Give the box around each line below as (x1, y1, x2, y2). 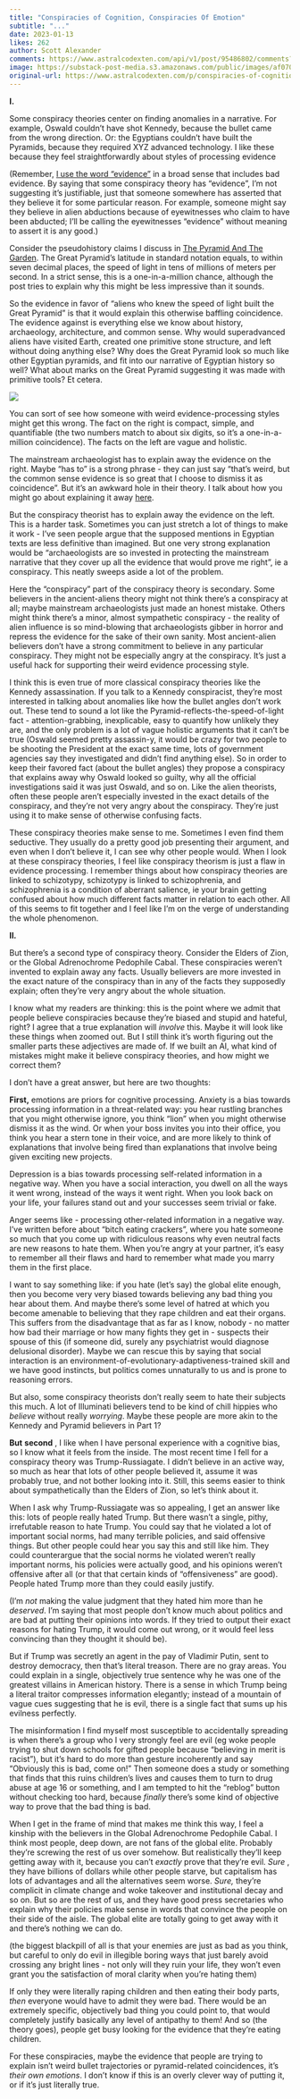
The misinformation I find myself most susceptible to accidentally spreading (9, 1724, 288, 1735)
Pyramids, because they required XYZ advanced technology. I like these (9, 141, 275, 152)
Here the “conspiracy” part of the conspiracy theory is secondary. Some (9, 583, 275, 594)
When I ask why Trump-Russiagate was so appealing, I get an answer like (9, 1502, 280, 1513)
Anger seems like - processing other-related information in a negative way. (9, 1214, 285, 1225)
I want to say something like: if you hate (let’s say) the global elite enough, (9, 1279, 281, 1290)
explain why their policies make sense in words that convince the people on (9, 1903, 287, 1914)
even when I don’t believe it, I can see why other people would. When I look (9, 846, 287, 856)
